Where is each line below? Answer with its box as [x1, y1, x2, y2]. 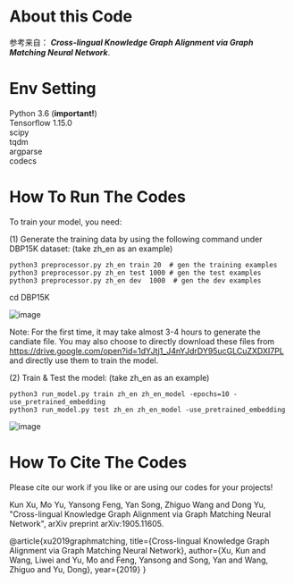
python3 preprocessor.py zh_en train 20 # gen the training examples [9, 260, 278, 269]
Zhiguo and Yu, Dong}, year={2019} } [9, 563, 147, 574]
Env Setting [9, 79, 97, 99]
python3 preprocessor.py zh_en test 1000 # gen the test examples [9, 268, 262, 277]
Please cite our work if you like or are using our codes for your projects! [9, 481, 273, 493]
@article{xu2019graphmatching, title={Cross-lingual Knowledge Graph [9, 535, 270, 546]
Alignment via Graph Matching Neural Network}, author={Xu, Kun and [9, 545, 266, 555]
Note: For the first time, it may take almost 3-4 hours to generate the [9, 326, 261, 337]
